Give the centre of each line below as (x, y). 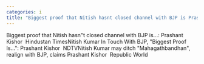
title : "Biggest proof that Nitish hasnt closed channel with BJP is (96, 18)
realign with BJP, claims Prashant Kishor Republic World (77, 54)
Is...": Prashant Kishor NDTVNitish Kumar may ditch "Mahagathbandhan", (98, 48)
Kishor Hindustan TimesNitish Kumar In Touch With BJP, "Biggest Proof (97, 41)
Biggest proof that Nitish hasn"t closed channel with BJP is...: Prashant (95, 35)
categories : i (24, 12)
